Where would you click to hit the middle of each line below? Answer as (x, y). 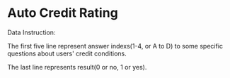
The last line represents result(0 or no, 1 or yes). (77, 67)
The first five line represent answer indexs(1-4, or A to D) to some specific (115, 46)
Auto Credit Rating (63, 13)
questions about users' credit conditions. (67, 53)
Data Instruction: (31, 32)
